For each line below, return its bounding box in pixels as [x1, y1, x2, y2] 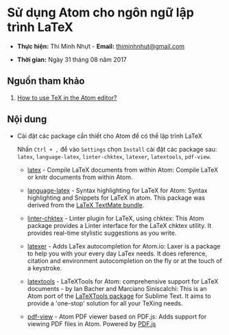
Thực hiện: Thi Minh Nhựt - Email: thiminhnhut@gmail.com [16, 42, 185, 50]
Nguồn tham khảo [7, 76, 85, 87]
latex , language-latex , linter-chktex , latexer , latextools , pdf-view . [16, 152, 211, 161]
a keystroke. [27, 264, 62, 272]
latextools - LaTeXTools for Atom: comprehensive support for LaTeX [27, 277, 219, 286]
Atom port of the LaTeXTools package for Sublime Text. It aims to [27, 292, 211, 300]
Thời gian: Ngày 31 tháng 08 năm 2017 [16, 55, 127, 63]
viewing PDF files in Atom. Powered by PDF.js [27, 319, 156, 327]
